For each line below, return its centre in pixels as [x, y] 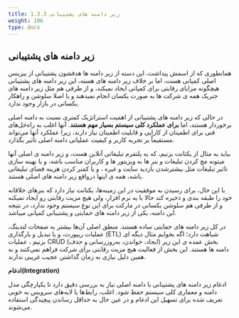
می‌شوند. [20, 307]
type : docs [24, 27]
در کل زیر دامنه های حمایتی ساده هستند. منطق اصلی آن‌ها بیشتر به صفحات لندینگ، [117, 227]
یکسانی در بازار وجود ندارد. [44, 103]
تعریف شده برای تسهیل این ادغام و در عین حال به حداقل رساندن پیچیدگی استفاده [116, 300]
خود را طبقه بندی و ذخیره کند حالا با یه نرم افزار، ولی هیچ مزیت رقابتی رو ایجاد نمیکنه [120, 198]
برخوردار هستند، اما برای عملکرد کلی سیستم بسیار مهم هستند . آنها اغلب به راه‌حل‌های [120, 124]
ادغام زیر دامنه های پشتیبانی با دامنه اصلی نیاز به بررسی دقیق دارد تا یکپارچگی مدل [117, 285]
